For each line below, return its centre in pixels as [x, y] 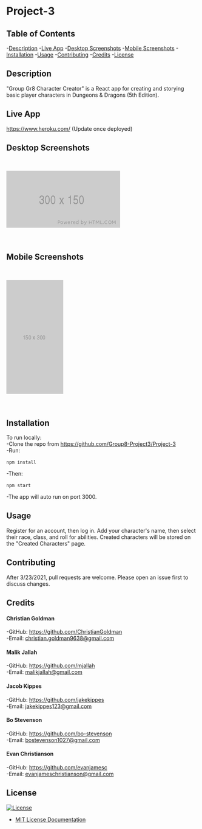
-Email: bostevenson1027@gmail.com [53, 740]
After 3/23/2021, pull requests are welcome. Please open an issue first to [97, 577]
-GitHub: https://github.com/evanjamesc [57, 768]
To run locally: [24, 438]
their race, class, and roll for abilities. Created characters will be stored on [99, 537]
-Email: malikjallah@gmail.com [45, 672]
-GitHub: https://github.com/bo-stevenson [59, 734]
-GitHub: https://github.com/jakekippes [55, 699]
